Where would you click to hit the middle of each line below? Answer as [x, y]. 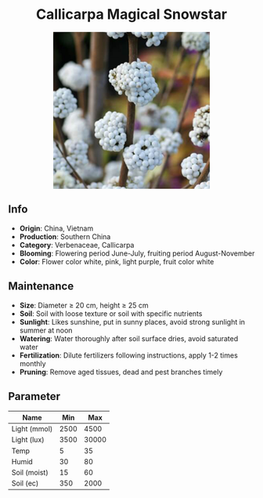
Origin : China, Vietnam [56, 228]
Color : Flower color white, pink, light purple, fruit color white [117, 261]
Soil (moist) [30, 473]
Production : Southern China [65, 236]
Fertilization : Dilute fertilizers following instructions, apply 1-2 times [129, 355]
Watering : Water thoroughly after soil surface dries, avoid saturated [129, 338]
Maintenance [41, 287]
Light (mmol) [32, 429]
